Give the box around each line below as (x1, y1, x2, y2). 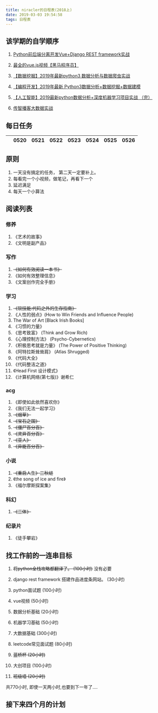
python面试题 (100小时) (13, 587, 62, 593)
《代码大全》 (13, 355, 40, 361)
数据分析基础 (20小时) (13, 609, 59, 615)
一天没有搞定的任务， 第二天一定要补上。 (13, 169, 99, 175)
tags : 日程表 (6, 17, 31, 22)
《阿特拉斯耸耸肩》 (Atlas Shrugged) (13, 349, 90, 355)
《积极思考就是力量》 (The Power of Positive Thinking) (13, 343, 127, 349)
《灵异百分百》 (13, 431, 44, 437)
